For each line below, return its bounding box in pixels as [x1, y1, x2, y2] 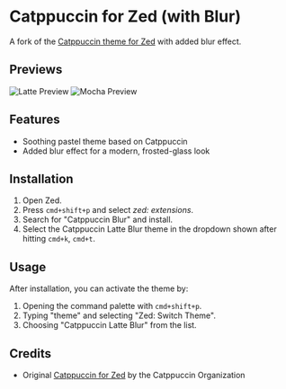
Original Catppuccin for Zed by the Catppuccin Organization [22, 370, 246, 380]
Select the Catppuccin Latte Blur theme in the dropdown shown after [22, 224, 277, 234]
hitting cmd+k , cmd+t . [22, 234, 96, 244]
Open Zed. [22, 195, 63, 206]
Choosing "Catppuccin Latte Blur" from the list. [22, 320, 197, 331]
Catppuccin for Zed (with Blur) [9, 6, 241, 27]
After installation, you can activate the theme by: [9, 283, 189, 294]
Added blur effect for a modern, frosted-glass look [22, 146, 210, 156]
